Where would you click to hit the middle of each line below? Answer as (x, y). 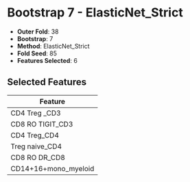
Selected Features (47, 82)
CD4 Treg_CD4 (35, 135)
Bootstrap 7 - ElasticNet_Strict (95, 13)
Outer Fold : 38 (38, 31)
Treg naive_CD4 (36, 146)
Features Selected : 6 (47, 60)
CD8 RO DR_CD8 (38, 157)
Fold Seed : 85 (37, 53)
